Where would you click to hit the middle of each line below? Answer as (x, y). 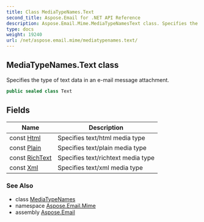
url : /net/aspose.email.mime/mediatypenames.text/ (72, 40)
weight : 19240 (24, 35)
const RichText (31, 158)
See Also (20, 186)
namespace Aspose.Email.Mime (55, 205)
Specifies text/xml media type (100, 168)
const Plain (25, 147)
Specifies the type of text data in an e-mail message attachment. (88, 80)
